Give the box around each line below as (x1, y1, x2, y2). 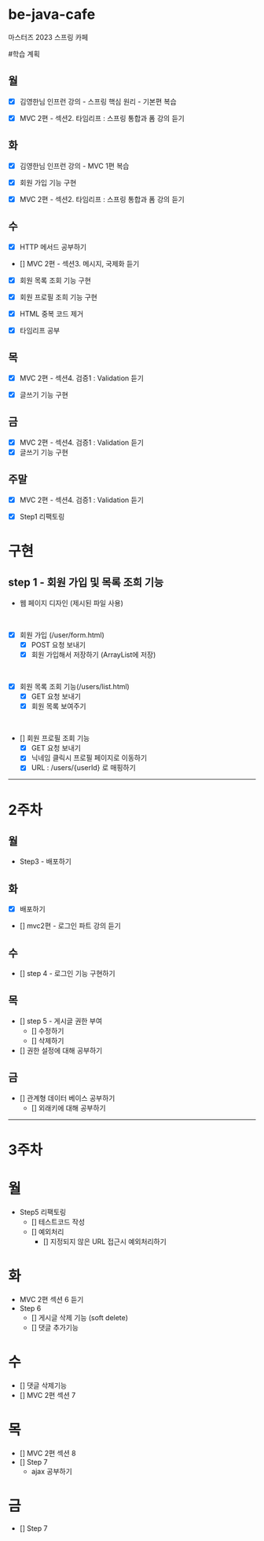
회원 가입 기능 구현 (19, 178, 77, 187)
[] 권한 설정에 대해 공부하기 (19, 1045, 103, 1055)
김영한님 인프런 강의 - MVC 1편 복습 (19, 161, 130, 171)
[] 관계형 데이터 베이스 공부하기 (19, 1093, 115, 1103)
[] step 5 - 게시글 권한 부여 (19, 1016, 103, 1025)
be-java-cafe (8, 6, 96, 24)
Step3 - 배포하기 (19, 857, 72, 866)
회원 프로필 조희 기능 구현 (19, 292, 98, 302)
